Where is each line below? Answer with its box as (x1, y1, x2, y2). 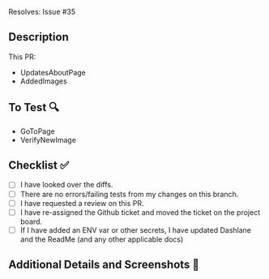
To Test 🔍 (8, 101, 59, 114)
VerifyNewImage (19, 135, 77, 144)
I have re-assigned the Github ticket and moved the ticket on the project (19, 207, 261, 217)
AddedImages (19, 76, 67, 86)
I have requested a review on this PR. (19, 198, 144, 208)
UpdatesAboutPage (19, 67, 87, 77)
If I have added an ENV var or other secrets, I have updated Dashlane (19, 225, 251, 234)
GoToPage (19, 126, 55, 136)
